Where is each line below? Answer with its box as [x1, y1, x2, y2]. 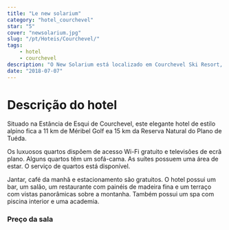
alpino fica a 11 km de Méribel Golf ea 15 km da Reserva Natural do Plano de [7, 127, 222, 135]
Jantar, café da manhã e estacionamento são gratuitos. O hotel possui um [7, 176, 217, 184]
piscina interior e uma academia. [7, 197, 100, 206]
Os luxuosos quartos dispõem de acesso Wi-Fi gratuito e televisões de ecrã [7, 148, 222, 156]
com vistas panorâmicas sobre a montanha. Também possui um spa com [7, 190, 215, 198]
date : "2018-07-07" [7, 67, 63, 74]
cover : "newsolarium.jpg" [7, 29, 81, 36]
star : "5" [7, 23, 36, 30]
